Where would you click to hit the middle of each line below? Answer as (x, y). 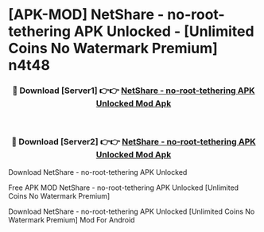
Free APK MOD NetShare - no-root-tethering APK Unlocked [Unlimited (124, 188)
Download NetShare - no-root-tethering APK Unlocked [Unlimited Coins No (132, 211)
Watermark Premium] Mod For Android (72, 219)
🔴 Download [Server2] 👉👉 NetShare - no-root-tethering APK (134, 142)
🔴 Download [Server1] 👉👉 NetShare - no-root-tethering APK (134, 91)
